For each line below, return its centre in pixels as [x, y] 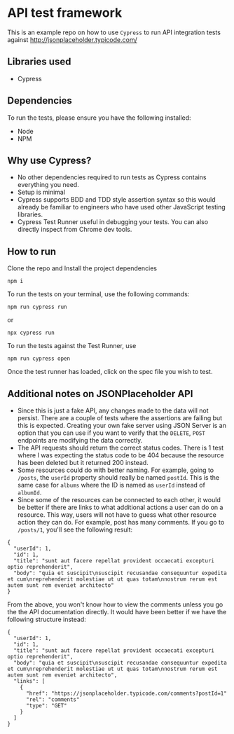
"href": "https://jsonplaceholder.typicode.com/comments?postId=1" [126, 693]
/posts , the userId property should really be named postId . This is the [118, 477]
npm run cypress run [37, 307]
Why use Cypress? [49, 160]
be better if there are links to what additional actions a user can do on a [120, 507]
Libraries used [39, 62]
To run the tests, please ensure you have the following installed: [99, 118]
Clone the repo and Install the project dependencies [82, 268]
